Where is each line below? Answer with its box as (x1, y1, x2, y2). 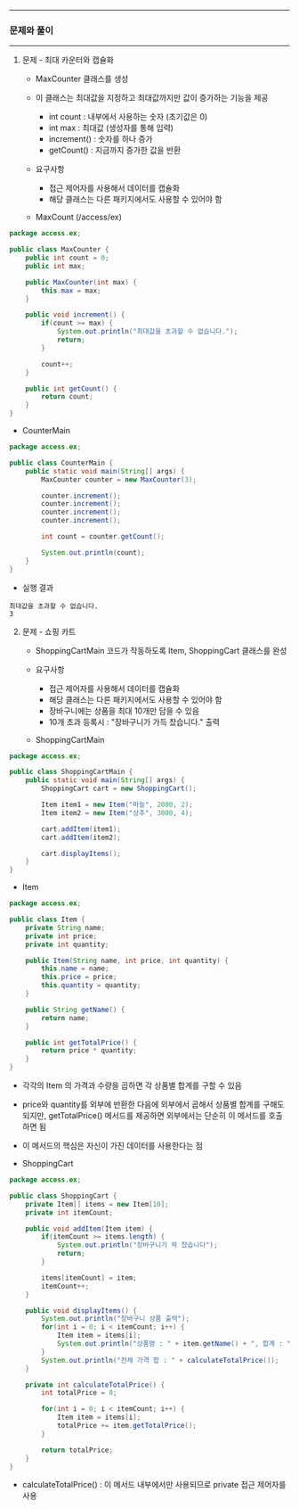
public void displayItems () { (25, 1306, 138, 1315)
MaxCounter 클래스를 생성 (35, 73, 129, 85)
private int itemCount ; (25, 1208, 114, 1217)
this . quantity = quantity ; (41, 981, 141, 990)
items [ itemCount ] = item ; (41, 1273, 138, 1282)
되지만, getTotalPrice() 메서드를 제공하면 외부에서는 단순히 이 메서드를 (21, 1110, 267, 1121)
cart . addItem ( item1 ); (41, 824, 122, 834)
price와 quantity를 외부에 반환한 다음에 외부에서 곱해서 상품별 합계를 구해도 (21, 1099, 285, 1110)
